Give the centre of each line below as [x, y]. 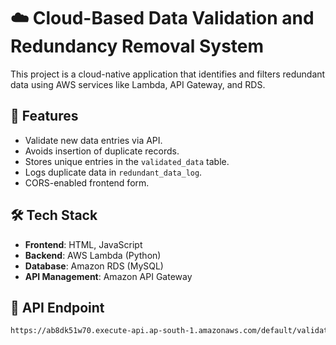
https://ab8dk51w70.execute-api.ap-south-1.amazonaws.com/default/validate [171, 331]
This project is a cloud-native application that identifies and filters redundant [168, 74]
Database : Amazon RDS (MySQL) [94, 266]
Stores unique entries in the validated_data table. [127, 161]
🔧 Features [44, 116]
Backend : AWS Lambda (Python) [93, 255]
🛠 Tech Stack [54, 215]
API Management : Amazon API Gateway [108, 276]
